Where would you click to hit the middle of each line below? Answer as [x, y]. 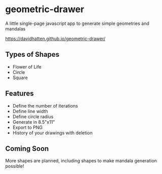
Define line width [30, 111]
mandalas [15, 28]
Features [19, 94]
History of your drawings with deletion [52, 132]
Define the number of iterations [45, 106]
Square [20, 78]
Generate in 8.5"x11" [34, 122]
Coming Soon [27, 148]
